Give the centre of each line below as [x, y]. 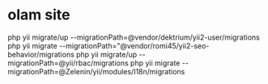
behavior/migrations [41, 54]
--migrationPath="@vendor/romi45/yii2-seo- [134, 45]
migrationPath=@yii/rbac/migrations [68, 63]
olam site [39, 15]
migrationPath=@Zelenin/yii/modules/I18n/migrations [96, 71]
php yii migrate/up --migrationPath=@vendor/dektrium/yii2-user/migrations [134, 37]
